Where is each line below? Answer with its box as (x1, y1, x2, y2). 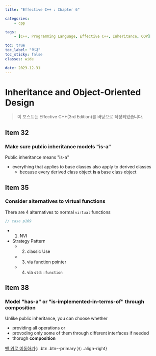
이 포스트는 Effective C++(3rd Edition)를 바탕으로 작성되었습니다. (17, 114, 144, 120)
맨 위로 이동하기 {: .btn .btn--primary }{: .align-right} (5, 346, 107, 352)
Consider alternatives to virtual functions (5, 198, 105, 205)
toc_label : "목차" (5, 48, 41, 53)
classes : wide (5, 56, 34, 61)
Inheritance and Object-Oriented (5, 86, 141, 98)
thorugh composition (12, 335, 56, 341)
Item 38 (5, 283, 29, 292)
